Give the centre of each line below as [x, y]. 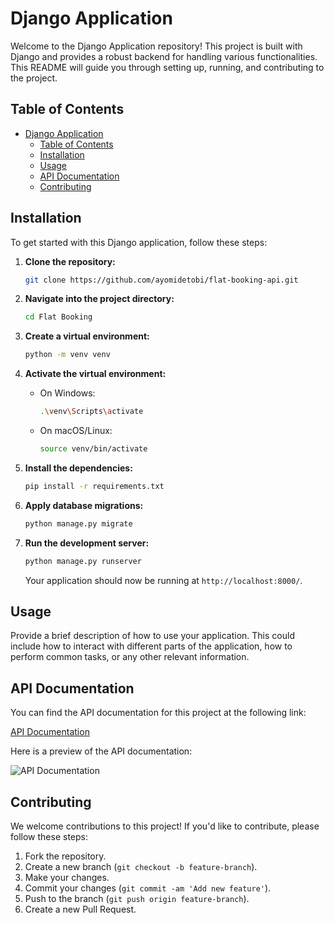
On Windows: [67, 393]
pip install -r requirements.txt [94, 486]
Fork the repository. [65, 856]
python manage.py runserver [83, 561]
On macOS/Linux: [76, 431]
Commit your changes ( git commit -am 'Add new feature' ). [148, 888]
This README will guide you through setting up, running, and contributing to [167, 67]
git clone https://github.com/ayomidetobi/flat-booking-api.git [161, 280]
